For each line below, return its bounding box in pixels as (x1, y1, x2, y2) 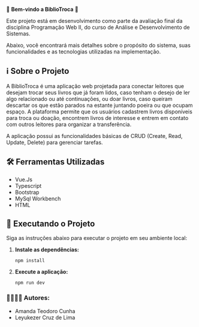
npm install (14, 258, 45, 264)
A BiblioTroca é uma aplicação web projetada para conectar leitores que (6, 82, 185, 89)
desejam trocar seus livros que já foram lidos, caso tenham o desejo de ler (6, 89, 191, 96)
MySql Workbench (14, 195, 61, 202)
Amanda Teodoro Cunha (14, 307, 76, 314)
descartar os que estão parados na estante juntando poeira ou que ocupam (6, 101, 193, 109)
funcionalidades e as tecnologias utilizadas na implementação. (6, 48, 161, 55)
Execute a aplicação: (14, 268, 68, 275)
